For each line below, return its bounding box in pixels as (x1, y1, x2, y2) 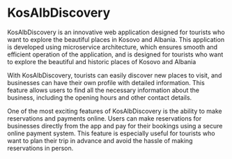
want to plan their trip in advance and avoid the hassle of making (7, 136, 193, 144)
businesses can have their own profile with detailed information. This (7, 78, 206, 86)
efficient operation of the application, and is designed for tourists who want (7, 50, 224, 59)
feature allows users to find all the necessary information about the (7, 86, 200, 94)
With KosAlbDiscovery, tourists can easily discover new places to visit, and (7, 71, 222, 79)
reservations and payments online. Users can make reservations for (7, 114, 202, 123)
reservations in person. (7, 144, 74, 152)
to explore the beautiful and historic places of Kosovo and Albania (7, 57, 196, 66)
